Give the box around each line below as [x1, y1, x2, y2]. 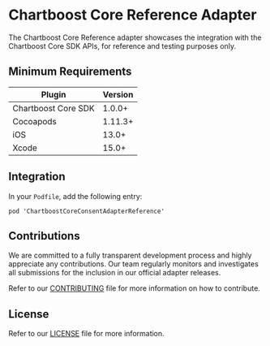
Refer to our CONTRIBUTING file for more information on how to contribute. [8, 283, 261, 293]
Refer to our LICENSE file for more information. [8, 329, 165, 339]
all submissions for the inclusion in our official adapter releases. [8, 268, 221, 278]
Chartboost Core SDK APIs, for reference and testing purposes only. [8, 41, 237, 50]
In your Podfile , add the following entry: [8, 191, 143, 201]
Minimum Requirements [8, 65, 132, 79]
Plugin [41, 89, 66, 100]
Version [102, 89, 134, 100]
